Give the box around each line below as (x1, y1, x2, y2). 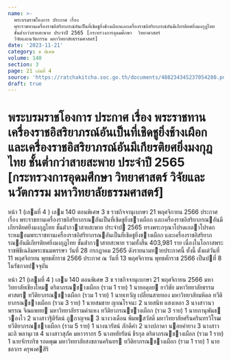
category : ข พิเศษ (8, 49, 55, 56)
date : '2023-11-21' (8, 42, 64, 49)
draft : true (8, 80, 42, 87)
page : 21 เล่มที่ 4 (8, 67, 52, 74)
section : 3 (8, 61, 39, 68)
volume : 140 (8, 55, 42, 62)
